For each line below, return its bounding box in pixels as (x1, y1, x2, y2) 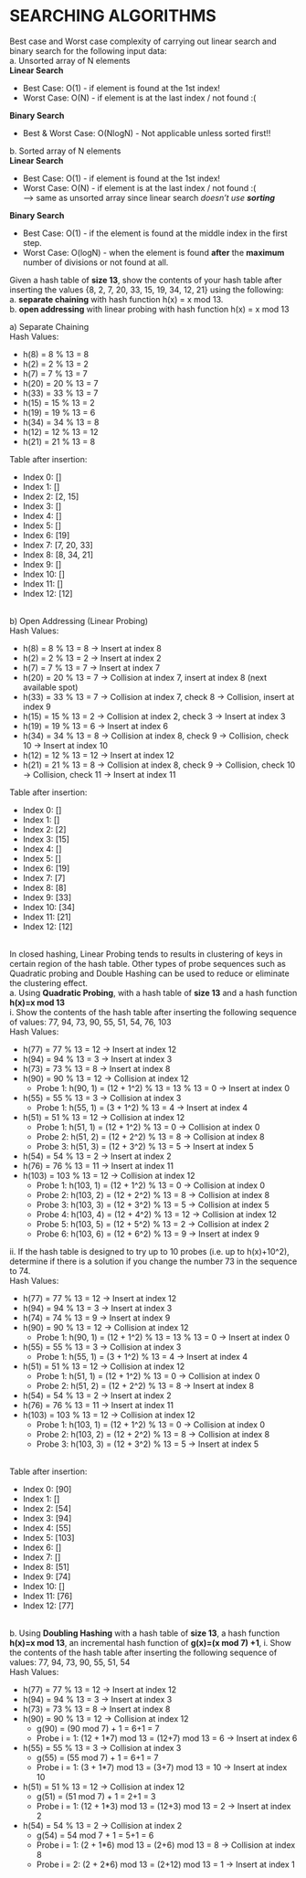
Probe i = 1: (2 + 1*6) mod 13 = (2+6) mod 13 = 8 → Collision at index (36, 1839, 296, 1851)
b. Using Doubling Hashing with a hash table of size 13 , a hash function (9, 1628, 280, 1639)
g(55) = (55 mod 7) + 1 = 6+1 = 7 (36, 1752, 159, 1763)
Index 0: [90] (22, 1483, 72, 1494)
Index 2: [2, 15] (22, 491, 79, 502)
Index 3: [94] (22, 1512, 72, 1523)
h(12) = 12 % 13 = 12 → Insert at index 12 (22, 749, 175, 760)
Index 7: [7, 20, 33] (22, 539, 93, 550)
